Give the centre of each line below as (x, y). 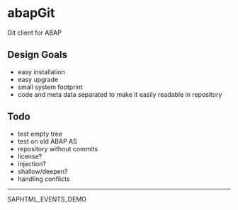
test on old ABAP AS (47, 141)
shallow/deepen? (42, 171)
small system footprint (50, 87)
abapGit (31, 13)
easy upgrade (38, 79)
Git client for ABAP (34, 33)
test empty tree (40, 134)
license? (30, 156)
